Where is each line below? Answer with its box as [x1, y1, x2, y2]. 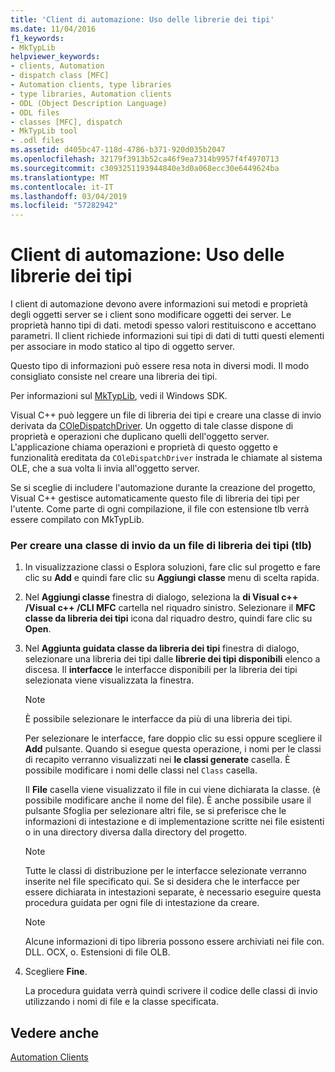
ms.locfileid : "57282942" [10, 201, 118, 211]
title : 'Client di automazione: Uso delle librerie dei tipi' [10, 14, 275, 25]
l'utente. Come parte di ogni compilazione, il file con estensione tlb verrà [10, 503, 310, 515]
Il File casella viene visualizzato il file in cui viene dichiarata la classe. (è [24, 784, 321, 796]
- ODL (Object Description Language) [10, 98, 168, 108]
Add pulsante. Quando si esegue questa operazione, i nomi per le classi [24, 743, 322, 755]
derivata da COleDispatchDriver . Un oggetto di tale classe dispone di [10, 420, 294, 432]
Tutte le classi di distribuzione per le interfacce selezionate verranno [24, 865, 307, 877]
